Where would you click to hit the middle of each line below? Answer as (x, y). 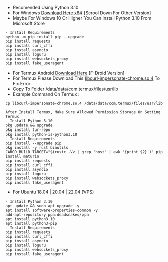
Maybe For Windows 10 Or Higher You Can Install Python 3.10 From (82, 18)
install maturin (22, 156)
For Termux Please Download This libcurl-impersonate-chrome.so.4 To (86, 78)
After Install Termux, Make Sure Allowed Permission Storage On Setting (83, 112)
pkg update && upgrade (29, 125)
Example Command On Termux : (46, 94)
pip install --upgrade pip (33, 143)
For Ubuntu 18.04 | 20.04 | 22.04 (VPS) (53, 192)
